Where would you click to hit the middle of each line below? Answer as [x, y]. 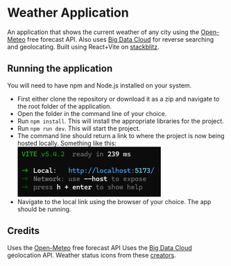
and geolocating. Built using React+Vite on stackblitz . [83, 47]
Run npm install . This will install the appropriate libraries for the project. [120, 121]
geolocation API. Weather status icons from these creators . [92, 255]
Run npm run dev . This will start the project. [79, 128]
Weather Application [68, 13]
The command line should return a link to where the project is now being [121, 135]
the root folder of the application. [65, 106]
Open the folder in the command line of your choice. [92, 113]
